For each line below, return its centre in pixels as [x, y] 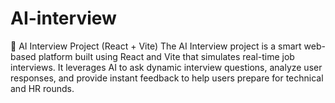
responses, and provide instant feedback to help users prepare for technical [167, 78]
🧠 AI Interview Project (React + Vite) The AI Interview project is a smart [156, 46]
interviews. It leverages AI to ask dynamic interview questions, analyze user [166, 67]
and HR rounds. [42, 88]
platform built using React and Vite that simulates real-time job [166, 56]
